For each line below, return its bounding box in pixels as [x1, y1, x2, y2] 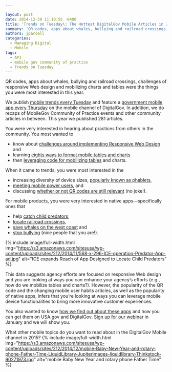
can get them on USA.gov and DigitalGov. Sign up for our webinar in [5, 314, 149, 320]
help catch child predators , [12, 213, 70, 219]
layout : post [5, 12, 33, 17]
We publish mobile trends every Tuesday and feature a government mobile [5, 99, 163, 106]
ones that [5, 203, 26, 210]
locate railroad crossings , [12, 219, 67, 225]
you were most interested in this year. [5, 89, 84, 95]
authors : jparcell [5, 31, 45, 36]
